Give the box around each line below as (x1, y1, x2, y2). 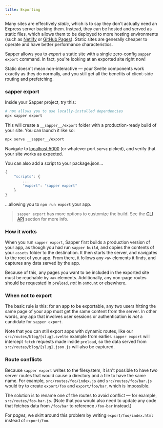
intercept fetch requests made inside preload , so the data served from (5, 338, 147, 345)
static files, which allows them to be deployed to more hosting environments (5, 31, 159, 37)
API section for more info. (17, 216, 69, 222)
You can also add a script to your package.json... (5, 160, 103, 166)
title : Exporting (5, 7, 41, 12)
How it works (5, 228, 37, 235)
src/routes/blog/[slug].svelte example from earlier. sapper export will (5, 334, 150, 339)
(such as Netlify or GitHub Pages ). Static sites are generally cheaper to (5, 36, 147, 42)
